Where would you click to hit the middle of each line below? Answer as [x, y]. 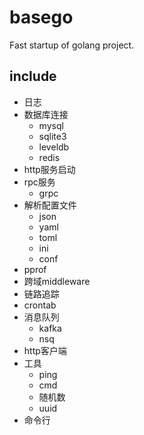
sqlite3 [52, 136]
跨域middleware [57, 281]
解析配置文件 [50, 205]
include [33, 76]
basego [41, 17]
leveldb [54, 147]
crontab [40, 305]
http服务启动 [49, 169]
